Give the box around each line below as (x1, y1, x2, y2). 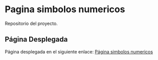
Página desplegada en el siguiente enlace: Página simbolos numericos (5, 48, 153, 54)
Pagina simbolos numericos (5, 4, 125, 15)
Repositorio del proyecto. (5, 20, 58, 26)
